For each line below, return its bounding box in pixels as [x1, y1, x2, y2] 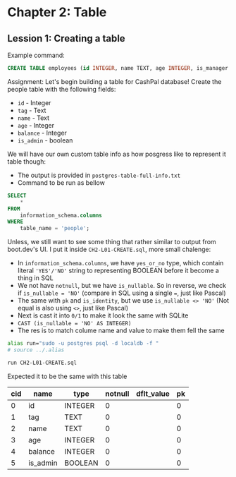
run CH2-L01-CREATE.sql [7, 359, 77, 366]
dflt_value [136, 389, 170, 399]
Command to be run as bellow [17, 178, 106, 187]
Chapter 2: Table [7, 4, 107, 20]
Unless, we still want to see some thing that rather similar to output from [7, 238, 216, 246]
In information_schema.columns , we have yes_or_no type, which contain [17, 259, 224, 267]
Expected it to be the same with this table [7, 372, 128, 380]
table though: [7, 157, 46, 166]
